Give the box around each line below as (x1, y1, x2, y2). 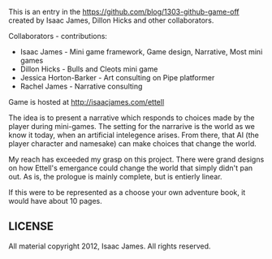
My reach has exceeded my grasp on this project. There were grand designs (8, 154, 265, 164)
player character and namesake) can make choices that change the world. (8, 139, 257, 149)
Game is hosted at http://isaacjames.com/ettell (8, 97, 165, 106)
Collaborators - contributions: (8, 32, 108, 41)
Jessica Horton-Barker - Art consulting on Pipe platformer (19, 73, 215, 82)
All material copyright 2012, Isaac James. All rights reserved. (8, 241, 211, 251)
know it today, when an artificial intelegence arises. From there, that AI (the (8, 130, 260, 140)
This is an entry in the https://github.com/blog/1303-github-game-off (8, 7, 240, 16)
